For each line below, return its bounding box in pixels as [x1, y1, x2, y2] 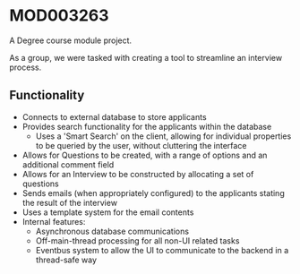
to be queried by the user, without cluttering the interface [35, 140, 247, 150]
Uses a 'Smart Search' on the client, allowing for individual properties [35, 131, 292, 141]
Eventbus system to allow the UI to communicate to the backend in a [35, 244, 289, 255]
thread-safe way [35, 254, 97, 265]
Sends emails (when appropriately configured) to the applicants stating [21, 187, 285, 198]
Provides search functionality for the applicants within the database [21, 121, 272, 132]
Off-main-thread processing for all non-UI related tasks [35, 235, 240, 246]
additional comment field [21, 158, 115, 170]
